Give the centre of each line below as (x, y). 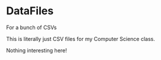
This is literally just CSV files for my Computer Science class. (81, 39)
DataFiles (30, 11)
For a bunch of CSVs (31, 27)
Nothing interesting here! (37, 50)
